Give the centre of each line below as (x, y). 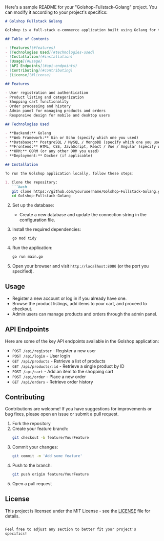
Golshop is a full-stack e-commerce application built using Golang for (81, 30)
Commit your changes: (35, 447)
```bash (19, 187)
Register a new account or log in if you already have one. (69, 298)
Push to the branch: (32, 465)
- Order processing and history (38, 106)
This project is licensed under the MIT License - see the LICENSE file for (78, 511)
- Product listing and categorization (44, 97)
